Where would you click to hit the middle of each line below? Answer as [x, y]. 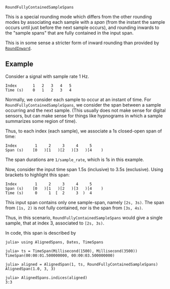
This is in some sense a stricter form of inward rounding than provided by [82, 43]
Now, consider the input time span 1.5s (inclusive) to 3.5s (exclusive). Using [84, 169]
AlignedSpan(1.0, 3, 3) [31, 269]
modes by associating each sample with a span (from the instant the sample [85, 22]
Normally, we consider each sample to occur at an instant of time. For [78, 100]
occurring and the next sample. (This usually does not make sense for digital [86, 110]
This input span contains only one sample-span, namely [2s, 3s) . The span [85, 202]
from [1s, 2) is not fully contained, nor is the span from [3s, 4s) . [74, 208]
